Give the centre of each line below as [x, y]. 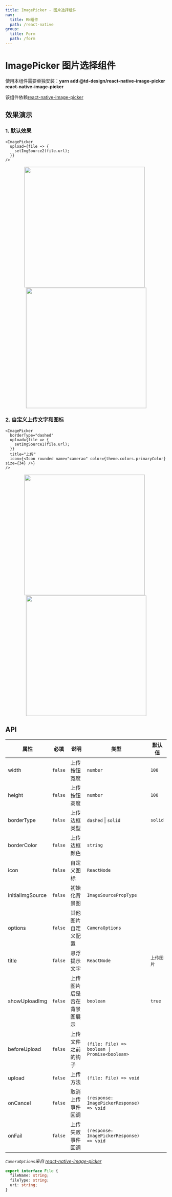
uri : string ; [24, 1185]
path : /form [23, 39]
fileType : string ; [30, 1181]
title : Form [23, 34]
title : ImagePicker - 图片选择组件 [41, 10]
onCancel [19, 1103]
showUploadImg [28, 1001]
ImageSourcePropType [112, 895]
